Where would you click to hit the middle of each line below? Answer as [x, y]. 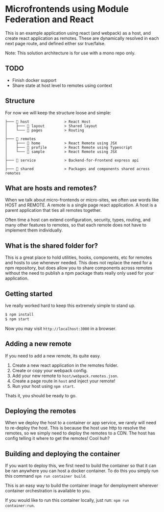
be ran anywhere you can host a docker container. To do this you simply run [82, 471]
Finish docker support [34, 80]
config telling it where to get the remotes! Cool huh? [58, 438]
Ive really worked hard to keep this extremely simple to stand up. [70, 306]
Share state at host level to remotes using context [62, 85]
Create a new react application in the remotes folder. [65, 365]
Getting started [29, 294]
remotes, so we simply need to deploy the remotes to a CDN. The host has [80, 433]
